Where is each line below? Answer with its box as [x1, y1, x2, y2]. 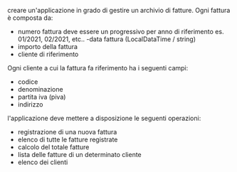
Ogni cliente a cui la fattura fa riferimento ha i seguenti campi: [7, 64, 189, 72]
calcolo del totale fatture [17, 143, 90, 151]
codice [17, 77, 38, 86]
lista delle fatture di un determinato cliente [17, 151, 142, 158]
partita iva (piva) [17, 92, 66, 101]
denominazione [17, 85, 63, 93]
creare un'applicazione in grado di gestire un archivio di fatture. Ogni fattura [7, 6, 231, 14]
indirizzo [17, 100, 43, 109]
